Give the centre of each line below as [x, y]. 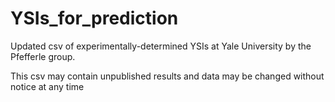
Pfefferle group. [43, 56]
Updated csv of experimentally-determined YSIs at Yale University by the [161, 46]
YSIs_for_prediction [94, 18]
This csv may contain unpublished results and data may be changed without [167, 76]
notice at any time [47, 86]
